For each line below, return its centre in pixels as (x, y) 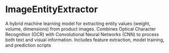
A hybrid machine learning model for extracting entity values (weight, (78, 23)
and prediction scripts (28, 45)
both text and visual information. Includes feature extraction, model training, (85, 40)
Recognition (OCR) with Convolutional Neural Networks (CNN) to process (82, 34)
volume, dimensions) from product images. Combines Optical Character (81, 29)
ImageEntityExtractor (52, 9)
